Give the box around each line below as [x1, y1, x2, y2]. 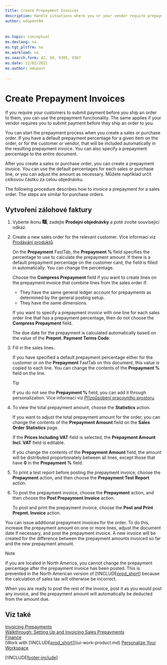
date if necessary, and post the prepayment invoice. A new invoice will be [5, 530, 156, 536]
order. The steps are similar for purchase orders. [5, 192, 104, 198]
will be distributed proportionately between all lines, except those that [12, 454, 156, 460]
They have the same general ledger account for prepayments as [19, 289, 152, 295]
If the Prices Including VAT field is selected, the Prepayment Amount [12, 434, 156, 440]
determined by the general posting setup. [19, 294, 105, 301]
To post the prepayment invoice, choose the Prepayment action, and [12, 489, 154, 495]
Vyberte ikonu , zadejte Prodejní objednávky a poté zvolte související [12, 219, 160, 225]
